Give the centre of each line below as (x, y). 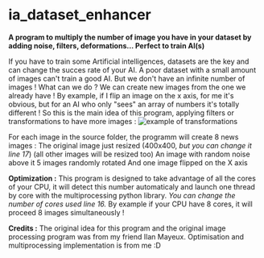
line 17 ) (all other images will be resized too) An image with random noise (130, 154)
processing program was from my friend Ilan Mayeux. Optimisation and (126, 236)
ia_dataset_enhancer (80, 15)
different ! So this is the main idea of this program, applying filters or (122, 112)
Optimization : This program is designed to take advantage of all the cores (132, 178)
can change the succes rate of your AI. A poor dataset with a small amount (132, 69)
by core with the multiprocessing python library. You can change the (122, 195)
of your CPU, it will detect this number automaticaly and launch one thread (132, 186)
